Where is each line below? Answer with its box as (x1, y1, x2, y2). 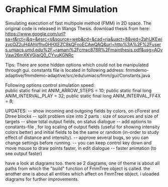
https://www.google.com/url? (5, 31, 66, 37)
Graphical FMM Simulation (5, 4, 118, 15)
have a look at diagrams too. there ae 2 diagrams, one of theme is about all (5, 160, 160, 166)
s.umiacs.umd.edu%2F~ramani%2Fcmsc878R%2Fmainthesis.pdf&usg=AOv (5, 47, 163, 53)
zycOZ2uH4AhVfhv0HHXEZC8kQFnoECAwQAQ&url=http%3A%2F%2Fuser (5, 41, 161, 47)
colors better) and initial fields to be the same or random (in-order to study (5, 129, 159, 135)
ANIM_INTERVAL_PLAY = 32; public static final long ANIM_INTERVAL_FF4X (5, 93, 161, 99)
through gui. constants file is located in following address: (5, 67, 125, 73)
